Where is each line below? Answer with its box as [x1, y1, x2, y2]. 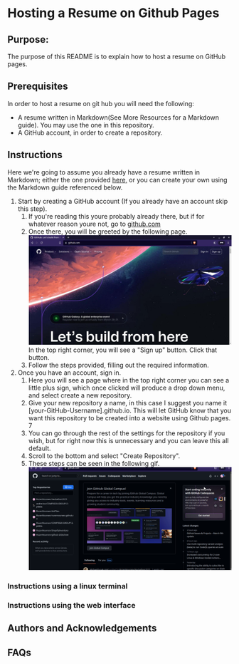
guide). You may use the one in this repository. [17, 120, 154, 129]
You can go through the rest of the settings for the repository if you [28, 429, 225, 437]
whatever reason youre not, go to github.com [28, 219, 161, 228]
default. [28, 444, 51, 452]
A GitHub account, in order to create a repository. [17, 128, 163, 137]
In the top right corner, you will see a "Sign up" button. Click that [28, 346, 218, 354]
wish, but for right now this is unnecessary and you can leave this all [28, 436, 229, 445]
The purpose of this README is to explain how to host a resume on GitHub [7, 52, 226, 61]
